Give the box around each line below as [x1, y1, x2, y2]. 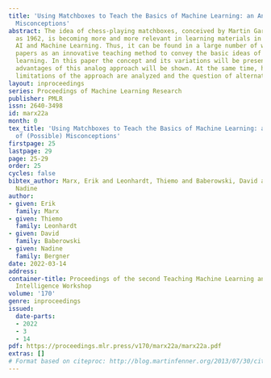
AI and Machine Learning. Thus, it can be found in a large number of [15, 42, 258, 50]
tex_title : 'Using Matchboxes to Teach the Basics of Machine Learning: [8, 124, 258, 132]
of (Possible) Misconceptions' [15, 132, 121, 140]
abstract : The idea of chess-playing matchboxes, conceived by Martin [8, 27, 251, 35]
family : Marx [15, 207, 60, 215]
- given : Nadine [8, 245, 63, 253]
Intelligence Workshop [15, 282, 92, 291]
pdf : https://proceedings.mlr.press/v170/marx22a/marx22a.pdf [8, 342, 222, 351]
